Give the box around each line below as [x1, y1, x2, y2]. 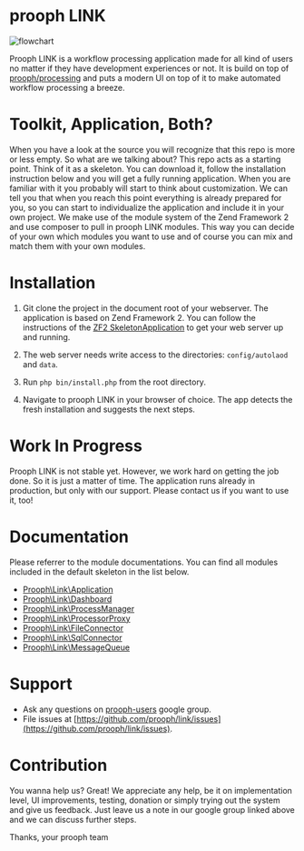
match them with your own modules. [9, 240, 146, 251]
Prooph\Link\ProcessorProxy [22, 613, 131, 624]
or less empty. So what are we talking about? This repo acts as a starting [9, 154, 281, 165]
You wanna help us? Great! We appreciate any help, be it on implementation [9, 785, 293, 796]
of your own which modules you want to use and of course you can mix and [9, 231, 293, 242]
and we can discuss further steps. [9, 814, 137, 825]
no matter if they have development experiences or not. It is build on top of [9, 63, 289, 74]
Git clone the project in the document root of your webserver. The [22, 302, 270, 314]
